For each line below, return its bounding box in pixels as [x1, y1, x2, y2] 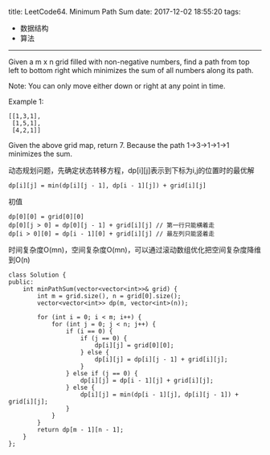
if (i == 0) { [65, 327, 113, 335]
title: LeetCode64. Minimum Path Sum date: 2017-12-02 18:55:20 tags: [8, 7, 241, 16]
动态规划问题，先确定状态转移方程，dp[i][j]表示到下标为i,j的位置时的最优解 [8, 166, 255, 175]
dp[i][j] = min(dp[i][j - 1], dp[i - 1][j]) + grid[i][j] [8, 182, 207, 190]
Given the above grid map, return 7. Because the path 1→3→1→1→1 [8, 141, 230, 150]
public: [8, 278, 35, 286]
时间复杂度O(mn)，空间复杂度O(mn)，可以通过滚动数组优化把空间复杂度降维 [8, 245, 261, 254]
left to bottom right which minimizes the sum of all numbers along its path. [8, 66, 254, 75]
